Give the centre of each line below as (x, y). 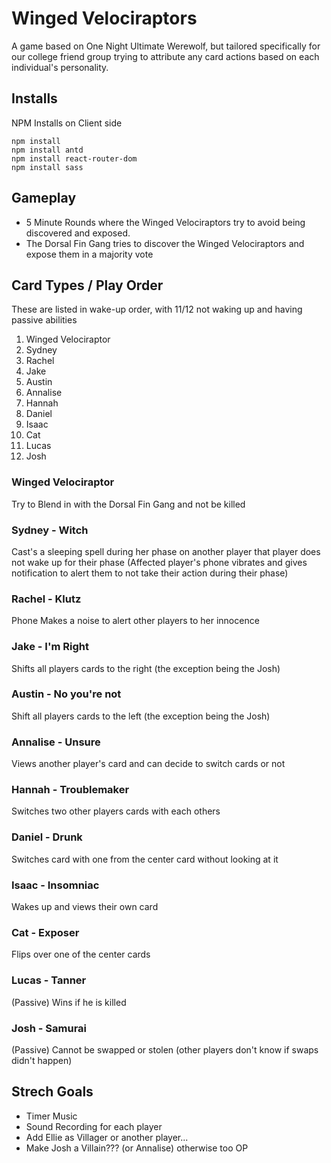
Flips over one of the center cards (81, 954)
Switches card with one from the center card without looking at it (145, 859)
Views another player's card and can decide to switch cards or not (148, 764)
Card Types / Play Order (87, 285)
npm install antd (47, 150)
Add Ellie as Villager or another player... (107, 1137)
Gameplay (44, 198)
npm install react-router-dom (74, 158)
